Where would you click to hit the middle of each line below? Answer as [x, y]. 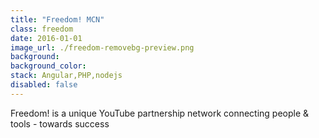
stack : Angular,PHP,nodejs [66, 76]
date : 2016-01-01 [46, 38]
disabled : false [44, 85]
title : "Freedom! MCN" [57, 19]
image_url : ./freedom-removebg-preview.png [102, 47]
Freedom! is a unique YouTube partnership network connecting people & [160, 113]
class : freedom [42, 29]
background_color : [48, 66]
